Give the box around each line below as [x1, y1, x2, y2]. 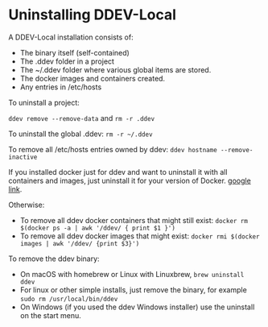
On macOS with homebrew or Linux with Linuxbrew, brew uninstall [19, 269, 245, 279]
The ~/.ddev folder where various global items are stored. [19, 64, 212, 74]
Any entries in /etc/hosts [19, 82, 102, 92]
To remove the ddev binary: [8, 254, 100, 263]
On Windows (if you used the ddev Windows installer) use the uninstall [19, 302, 255, 312]
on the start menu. [19, 310, 82, 320]
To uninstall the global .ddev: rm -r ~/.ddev [8, 129, 153, 139]
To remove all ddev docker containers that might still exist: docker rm [19, 215, 248, 225]
